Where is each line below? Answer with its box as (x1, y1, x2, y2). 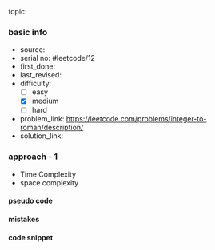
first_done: (19, 62, 56, 71)
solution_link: (19, 131, 64, 141)
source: (19, 45, 46, 54)
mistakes (8, 214, 40, 224)
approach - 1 (8, 151, 58, 162)
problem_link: (19, 114, 65, 124)
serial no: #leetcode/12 (19, 54, 96, 63)
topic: (8, 7, 27, 16)
